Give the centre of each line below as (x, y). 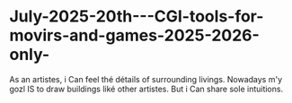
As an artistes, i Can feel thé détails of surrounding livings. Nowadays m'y (146, 79)
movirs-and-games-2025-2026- (135, 35)
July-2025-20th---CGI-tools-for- (137, 17)
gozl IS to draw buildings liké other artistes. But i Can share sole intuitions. (146, 89)
